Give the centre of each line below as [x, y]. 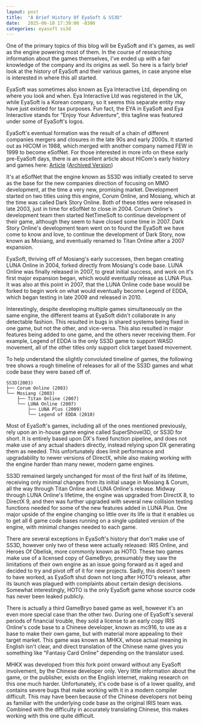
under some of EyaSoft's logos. [45, 122]
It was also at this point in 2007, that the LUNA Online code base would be [98, 284]
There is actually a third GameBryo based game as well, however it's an [95, 608]
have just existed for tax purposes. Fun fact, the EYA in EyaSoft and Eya [95, 108]
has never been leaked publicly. [46, 597]
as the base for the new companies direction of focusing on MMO [88, 183]
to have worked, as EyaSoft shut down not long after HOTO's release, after [99, 577]
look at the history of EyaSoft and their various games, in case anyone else [99, 71]
